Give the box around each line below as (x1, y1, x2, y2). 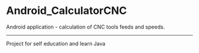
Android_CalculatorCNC (6, 4, 127, 17)
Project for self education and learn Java (6, 40, 105, 47)
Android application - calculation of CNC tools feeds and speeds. (6, 23, 165, 30)
